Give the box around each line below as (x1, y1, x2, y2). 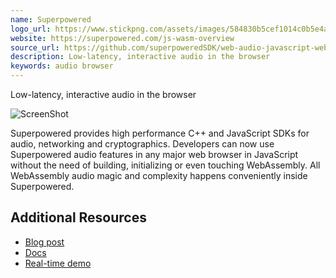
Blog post (24, 236, 65, 248)
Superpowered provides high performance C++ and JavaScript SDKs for (10, 127, 310, 139)
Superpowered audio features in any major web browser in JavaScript (10, 149, 299, 160)
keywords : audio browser (10, 61, 114, 71)
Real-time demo (24, 257, 92, 269)
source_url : (10, 42, 60, 53)
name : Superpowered (10, 14, 92, 25)
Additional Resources (10, 209, 147, 226)
